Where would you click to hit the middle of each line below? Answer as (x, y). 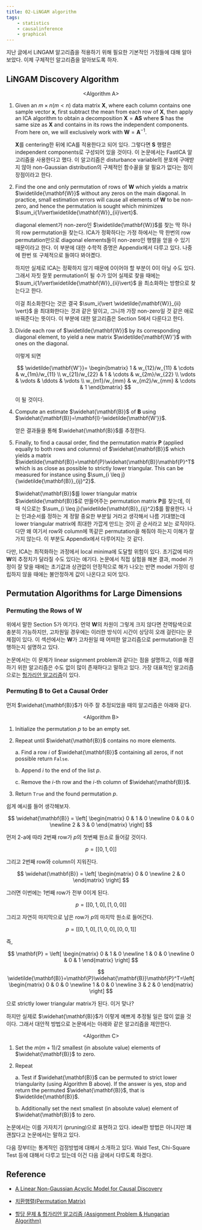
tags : (13, 18)
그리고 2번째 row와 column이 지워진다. (52, 861)
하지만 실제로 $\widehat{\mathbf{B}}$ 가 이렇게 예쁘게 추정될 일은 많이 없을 (96, 1016)
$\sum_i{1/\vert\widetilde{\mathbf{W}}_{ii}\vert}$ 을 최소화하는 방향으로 (102, 283)
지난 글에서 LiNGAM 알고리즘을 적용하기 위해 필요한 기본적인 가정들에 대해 (93, 53)
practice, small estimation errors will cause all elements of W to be (97, 199)
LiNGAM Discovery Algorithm (63, 79)
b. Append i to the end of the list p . (58, 770)
